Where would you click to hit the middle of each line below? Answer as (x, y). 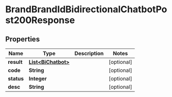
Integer (38, 79)
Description (89, 53)
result (15, 62)
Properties (23, 39)
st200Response (40, 20)
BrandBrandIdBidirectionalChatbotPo (86, 9)
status (16, 79)
